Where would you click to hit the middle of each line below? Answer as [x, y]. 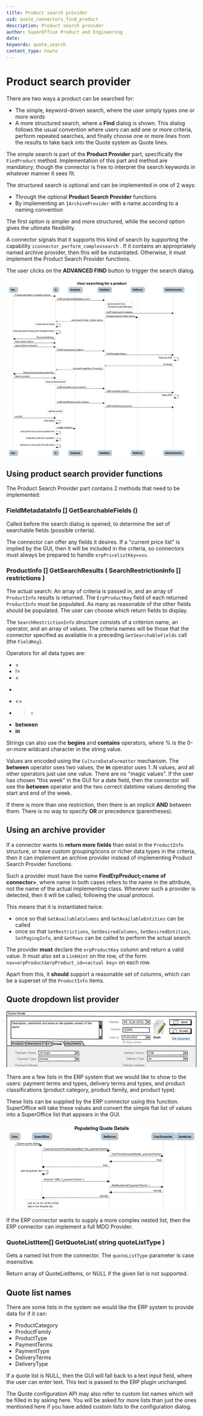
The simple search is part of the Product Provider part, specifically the [95, 154]
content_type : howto [32, 51]
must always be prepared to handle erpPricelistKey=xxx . [78, 555]
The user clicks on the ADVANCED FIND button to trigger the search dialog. [101, 270]
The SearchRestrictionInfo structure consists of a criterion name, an [92, 622]
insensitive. [21, 1262]
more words [30, 116]
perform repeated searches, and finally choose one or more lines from [102, 135]
